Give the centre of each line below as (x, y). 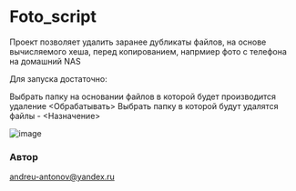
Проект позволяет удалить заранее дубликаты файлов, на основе (138, 42)
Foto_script (53, 17)
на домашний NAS (45, 61)
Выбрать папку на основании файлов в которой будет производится (143, 96)
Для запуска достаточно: (58, 78)
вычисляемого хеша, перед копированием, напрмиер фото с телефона (148, 51)
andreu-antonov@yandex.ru (62, 177)
